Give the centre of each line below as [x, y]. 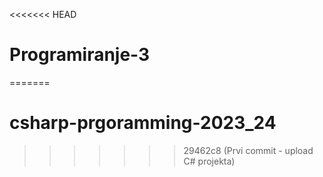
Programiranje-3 [80, 55]
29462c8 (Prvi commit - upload [248, 150]
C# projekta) [209, 161]
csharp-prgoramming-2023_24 [143, 123]
